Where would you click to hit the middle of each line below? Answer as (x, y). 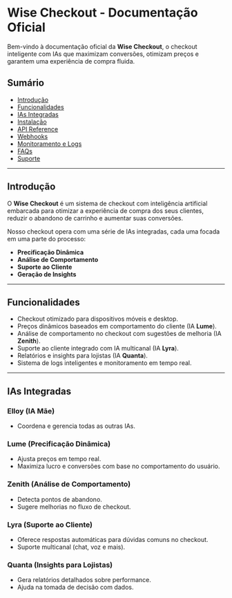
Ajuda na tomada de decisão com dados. (75, 587)
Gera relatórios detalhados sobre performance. (84, 580)
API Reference (38, 129)
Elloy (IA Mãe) (31, 411)
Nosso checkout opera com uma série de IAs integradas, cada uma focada (114, 231)
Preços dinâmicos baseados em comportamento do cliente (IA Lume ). (117, 326)
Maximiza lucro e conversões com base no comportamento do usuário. (118, 466)
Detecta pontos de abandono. (59, 499)
